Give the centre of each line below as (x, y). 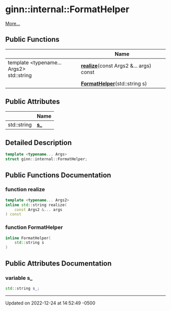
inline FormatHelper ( (28, 238)
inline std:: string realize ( (36, 205)
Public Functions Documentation (58, 175)
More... (13, 23)
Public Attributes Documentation (59, 263)
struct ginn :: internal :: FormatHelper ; (46, 159)
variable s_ (19, 278)
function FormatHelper (34, 227)
